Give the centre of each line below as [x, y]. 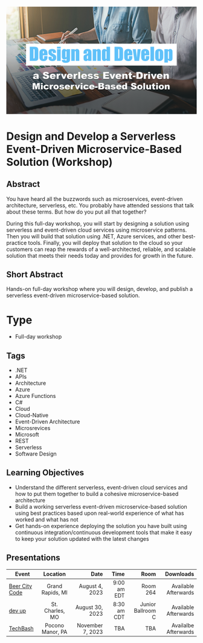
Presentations [33, 558]
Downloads [180, 574]
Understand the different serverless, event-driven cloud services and [101, 487]
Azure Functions [35, 396]
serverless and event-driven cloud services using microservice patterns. [97, 230]
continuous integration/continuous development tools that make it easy [103, 532]
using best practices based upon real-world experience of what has [99, 513]
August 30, [89, 607]
